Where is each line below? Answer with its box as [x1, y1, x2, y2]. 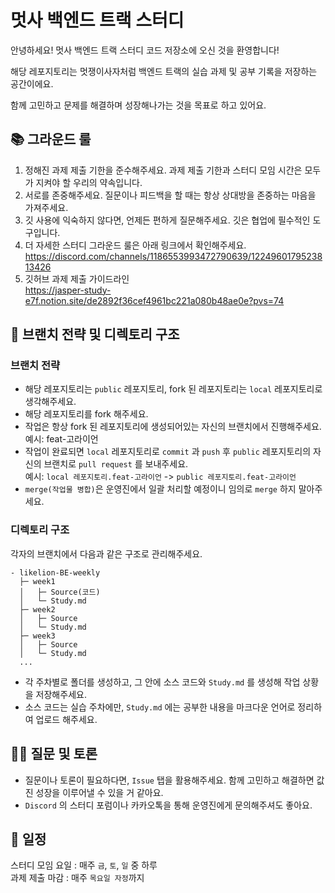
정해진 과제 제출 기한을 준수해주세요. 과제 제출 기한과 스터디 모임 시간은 [24, 164, 303, 176]
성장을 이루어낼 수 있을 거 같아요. [35, 786, 164, 798]
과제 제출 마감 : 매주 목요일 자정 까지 [10, 872, 145, 884]
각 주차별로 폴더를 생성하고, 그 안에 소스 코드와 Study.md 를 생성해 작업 [24, 676, 301, 688]
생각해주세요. [24, 396, 77, 408]
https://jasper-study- [24, 284, 112, 296]
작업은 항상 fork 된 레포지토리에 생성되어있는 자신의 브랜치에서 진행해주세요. [24, 421, 322, 433]
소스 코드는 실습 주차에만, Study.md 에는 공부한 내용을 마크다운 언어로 [24, 701, 296, 713]
